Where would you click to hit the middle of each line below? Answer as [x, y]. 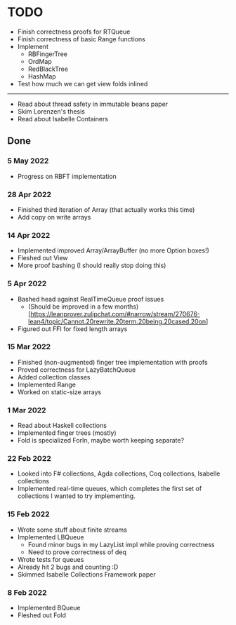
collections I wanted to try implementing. [76, 496]
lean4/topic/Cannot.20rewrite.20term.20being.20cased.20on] [118, 321]
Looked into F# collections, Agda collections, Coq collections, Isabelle [119, 473]
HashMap [42, 76]
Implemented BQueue [49, 608]
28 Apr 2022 [29, 194]
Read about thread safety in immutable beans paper [93, 104]
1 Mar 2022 [27, 410]
